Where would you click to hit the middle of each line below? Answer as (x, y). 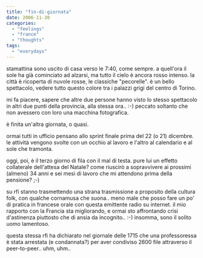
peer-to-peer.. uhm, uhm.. (39, 248)
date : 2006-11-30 (28, 18)
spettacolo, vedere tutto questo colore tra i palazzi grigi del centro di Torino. (101, 88)
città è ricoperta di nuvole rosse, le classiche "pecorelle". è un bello (90, 81)
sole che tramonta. (30, 148)
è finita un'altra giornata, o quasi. (48, 124)
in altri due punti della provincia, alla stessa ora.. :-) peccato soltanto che (97, 106)
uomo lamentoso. (28, 223)
